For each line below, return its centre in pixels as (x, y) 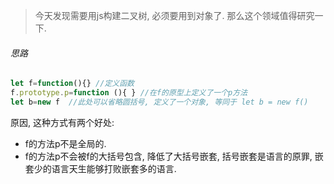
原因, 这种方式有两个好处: (62, 122)
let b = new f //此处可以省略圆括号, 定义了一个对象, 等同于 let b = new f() (159, 102)
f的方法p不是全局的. (65, 143)
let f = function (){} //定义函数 (72, 84)
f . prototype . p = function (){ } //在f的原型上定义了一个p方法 (129, 93)
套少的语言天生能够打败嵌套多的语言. (100, 168)
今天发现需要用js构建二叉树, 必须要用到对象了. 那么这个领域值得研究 (174, 15)
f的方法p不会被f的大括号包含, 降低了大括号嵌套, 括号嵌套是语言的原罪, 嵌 (174, 156)
